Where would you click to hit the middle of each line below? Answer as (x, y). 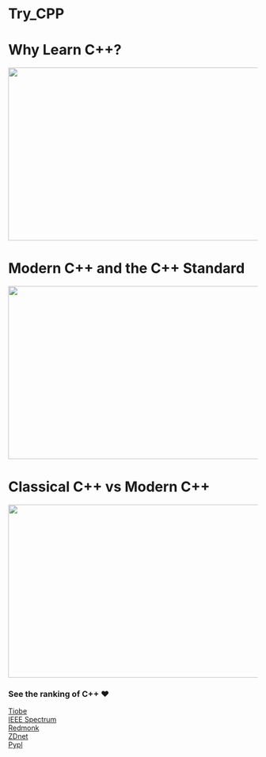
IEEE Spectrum (32, 720)
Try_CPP (36, 14)
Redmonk (24, 728)
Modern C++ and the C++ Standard (127, 269)
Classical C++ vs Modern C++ (109, 487)
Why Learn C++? (65, 50)
